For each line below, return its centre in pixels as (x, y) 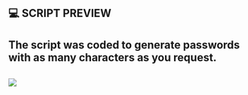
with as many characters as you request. (113, 58)
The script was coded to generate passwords (124, 45)
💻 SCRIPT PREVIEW (60, 13)
